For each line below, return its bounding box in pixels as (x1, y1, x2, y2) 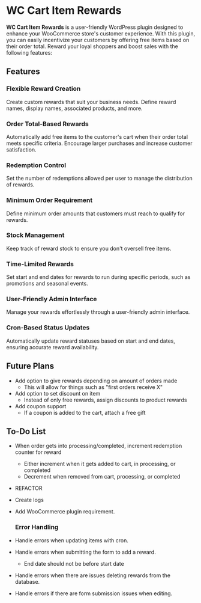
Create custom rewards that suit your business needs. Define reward (6, 98, 176, 105)
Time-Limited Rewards (6, 260, 74, 268)
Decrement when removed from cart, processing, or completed (23, 473, 181, 480)
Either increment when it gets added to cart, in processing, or (23, 461, 176, 468)
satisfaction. (6, 145, 37, 153)
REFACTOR (14, 485, 43, 492)
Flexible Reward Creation (6, 85, 81, 93)
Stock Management (6, 231, 65, 239)
